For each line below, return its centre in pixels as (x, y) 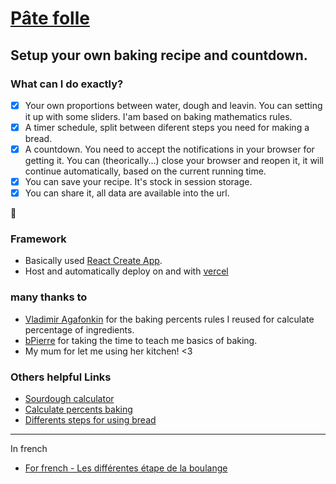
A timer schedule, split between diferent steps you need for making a (167, 127)
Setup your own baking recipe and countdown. (159, 55)
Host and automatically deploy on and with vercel (126, 271)
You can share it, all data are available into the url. (127, 193)
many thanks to (49, 297)
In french (29, 449)
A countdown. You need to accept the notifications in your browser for (169, 149)
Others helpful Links (61, 377)
